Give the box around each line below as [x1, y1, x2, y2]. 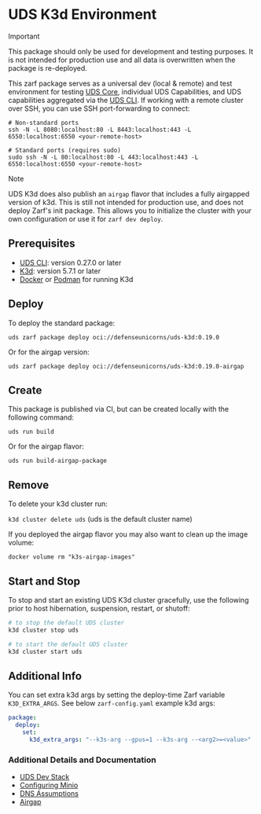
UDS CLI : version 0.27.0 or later [19, 258, 122, 267]
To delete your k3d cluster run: [8, 499, 108, 508]
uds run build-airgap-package [8, 457, 108, 465]
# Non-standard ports [8, 119, 79, 126]
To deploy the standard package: [8, 318, 116, 328]
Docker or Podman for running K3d [19, 274, 134, 284]
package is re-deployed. [8, 63, 88, 72]
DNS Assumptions [19, 789, 79, 798]
